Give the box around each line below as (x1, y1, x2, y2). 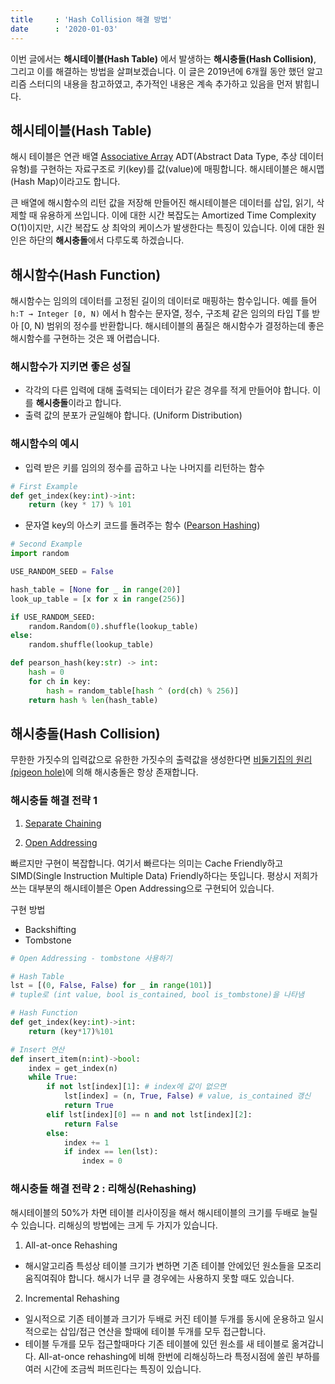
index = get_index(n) (28, 1063, 118, 1073)
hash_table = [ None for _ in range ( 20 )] (10, 584, 182, 595)
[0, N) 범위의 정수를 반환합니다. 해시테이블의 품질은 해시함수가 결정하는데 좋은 (20, 320, 325, 332)
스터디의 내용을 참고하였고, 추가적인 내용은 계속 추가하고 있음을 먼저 (28, 77, 293, 90)
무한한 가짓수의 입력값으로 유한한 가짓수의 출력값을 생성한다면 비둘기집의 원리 (10, 754, 313, 766)
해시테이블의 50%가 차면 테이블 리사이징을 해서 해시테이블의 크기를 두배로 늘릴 (10, 1206, 318, 1218)
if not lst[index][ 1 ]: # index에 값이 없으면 (46, 1082, 227, 1092)
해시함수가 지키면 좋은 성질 (10, 360, 132, 374)
